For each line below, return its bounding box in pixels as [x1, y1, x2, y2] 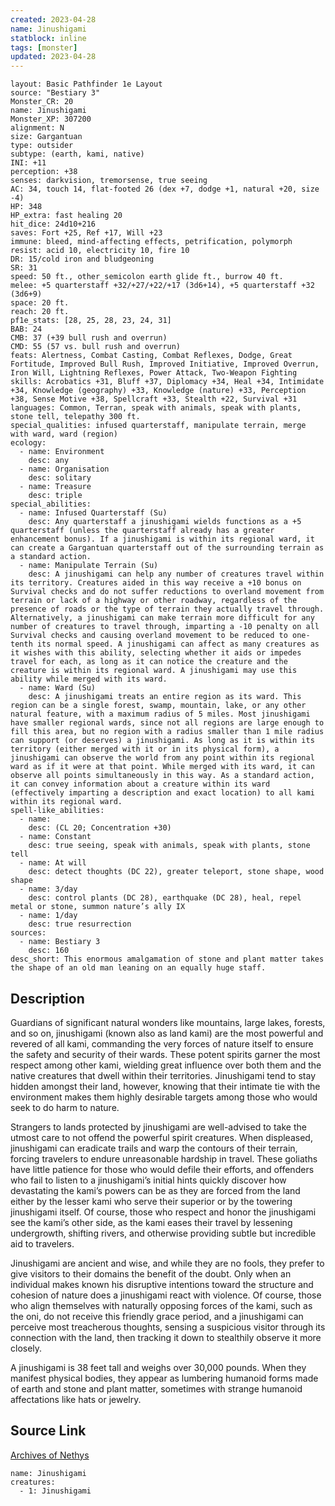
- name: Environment [19, 447, 105, 457]
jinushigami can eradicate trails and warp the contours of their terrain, [10, 1142, 298, 1154]
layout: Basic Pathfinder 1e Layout [10, 79, 163, 90]
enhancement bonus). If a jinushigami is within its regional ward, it [10, 534, 315, 545]
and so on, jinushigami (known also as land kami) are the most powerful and [10, 1027, 324, 1039]
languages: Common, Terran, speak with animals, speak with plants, [10, 403, 302, 413]
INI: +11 [10, 158, 47, 168]
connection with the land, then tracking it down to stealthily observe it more [10, 1331, 322, 1343]
